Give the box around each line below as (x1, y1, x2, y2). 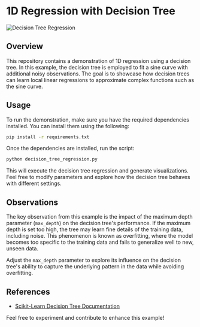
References (6, 286, 50, 297)
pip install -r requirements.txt (6, 134, 90, 140)
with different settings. (6, 180, 62, 187)
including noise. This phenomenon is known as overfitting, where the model (6, 232, 193, 240)
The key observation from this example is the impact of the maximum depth (6, 213, 193, 220)
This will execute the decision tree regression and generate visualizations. (6, 167, 189, 174)
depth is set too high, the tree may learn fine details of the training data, (6, 226, 183, 233)
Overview (6, 41, 44, 52)
